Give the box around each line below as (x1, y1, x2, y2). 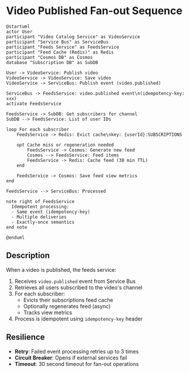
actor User (6, 28, 33, 35)
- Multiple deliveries (11, 214, 67, 220)
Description (6, 251, 50, 261)
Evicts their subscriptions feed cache (23, 296, 113, 304)
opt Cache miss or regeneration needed (16, 142, 114, 148)
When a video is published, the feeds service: (6, 266, 117, 273)
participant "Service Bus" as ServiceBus (6, 39, 109, 45)
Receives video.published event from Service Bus (14, 278, 136, 285)
